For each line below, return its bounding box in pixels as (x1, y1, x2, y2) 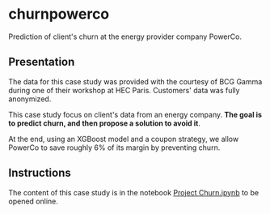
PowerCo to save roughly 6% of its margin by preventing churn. (8, 143, 221, 152)
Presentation (8, 55, 75, 69)
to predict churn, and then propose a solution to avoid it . (8, 118, 200, 128)
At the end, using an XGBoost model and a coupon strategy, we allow (8, 134, 239, 143)
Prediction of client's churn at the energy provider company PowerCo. (8, 32, 243, 41)
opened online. (8, 196, 58, 206)
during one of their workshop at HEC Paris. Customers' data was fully (8, 85, 240, 95)
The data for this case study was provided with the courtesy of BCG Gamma (8, 76, 263, 86)
